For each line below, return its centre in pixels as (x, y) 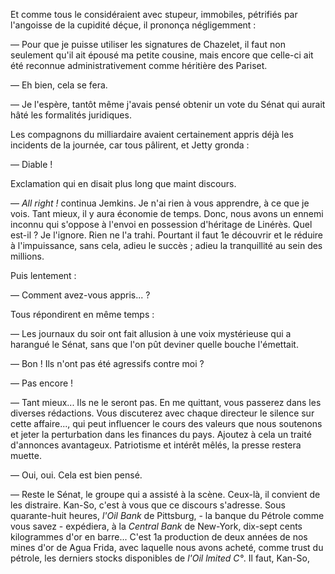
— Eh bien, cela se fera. (59, 85)
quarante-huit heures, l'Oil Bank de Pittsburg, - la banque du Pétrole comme (167, 515)
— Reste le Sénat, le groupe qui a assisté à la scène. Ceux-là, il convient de (165, 494)
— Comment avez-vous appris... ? (80, 295)
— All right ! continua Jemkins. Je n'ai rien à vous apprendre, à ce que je (160, 203)
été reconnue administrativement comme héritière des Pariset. (139, 65)
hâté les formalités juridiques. (71, 115)
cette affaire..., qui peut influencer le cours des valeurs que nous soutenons (166, 423)
